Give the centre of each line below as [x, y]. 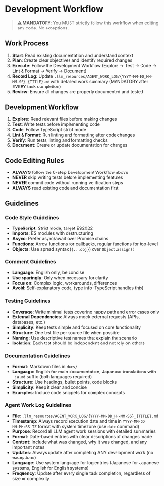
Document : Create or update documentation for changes [70, 145]
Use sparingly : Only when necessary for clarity [60, 278]
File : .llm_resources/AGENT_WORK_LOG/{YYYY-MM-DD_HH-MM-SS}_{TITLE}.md [85, 416]
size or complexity [31, 479]
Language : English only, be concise [48, 272]
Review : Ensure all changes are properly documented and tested [78, 91]
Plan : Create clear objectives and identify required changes [72, 60]
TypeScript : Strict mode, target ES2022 [52, 228]
